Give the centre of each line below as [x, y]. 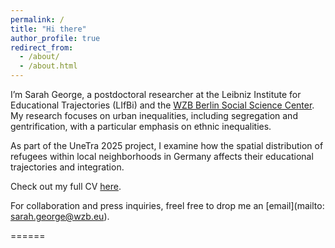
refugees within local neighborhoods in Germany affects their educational [162, 156]
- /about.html [48, 66]
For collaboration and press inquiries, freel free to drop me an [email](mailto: [167, 205]
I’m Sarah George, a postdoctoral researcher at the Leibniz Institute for [156, 94]
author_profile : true [55, 38]
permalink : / [37, 19]
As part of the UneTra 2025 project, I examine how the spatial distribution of [167, 145]
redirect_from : [42, 47]
